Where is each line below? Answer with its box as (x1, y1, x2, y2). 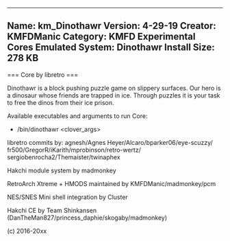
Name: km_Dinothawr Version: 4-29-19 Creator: (7, 20, 217, 32)
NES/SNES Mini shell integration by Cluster (7, 193, 128, 201)
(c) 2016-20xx (7, 227, 47, 235)
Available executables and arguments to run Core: (7, 111, 148, 120)
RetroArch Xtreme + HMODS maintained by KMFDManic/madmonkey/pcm (7, 179, 216, 187)
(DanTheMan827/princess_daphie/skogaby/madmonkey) (7, 214, 168, 222)
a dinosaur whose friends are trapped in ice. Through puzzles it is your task (7, 91, 220, 100)
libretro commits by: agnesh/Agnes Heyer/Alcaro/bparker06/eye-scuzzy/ (7, 138, 214, 146)
